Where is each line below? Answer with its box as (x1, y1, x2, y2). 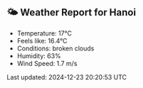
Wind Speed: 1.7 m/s (16, 59, 78, 67)
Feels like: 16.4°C (16, 36, 68, 45)
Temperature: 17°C (16, 28, 73, 38)
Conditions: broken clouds (16, 44, 95, 53)
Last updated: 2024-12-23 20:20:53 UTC (6, 72, 127, 81)
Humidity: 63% (16, 51, 61, 60)
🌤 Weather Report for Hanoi (6, 6, 137, 18)
